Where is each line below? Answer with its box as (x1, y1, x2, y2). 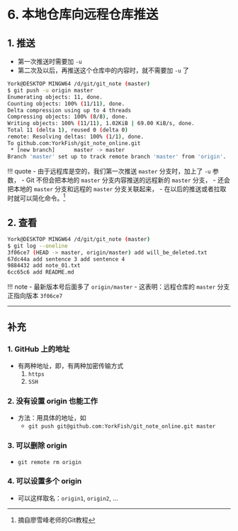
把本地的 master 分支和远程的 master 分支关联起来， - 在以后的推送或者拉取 (7, 184, 227, 193)
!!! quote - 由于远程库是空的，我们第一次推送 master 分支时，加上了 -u (7, 166, 211, 175)
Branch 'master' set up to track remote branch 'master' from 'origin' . (7, 153, 227, 160)
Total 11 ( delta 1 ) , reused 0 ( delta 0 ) (7, 127, 129, 134)
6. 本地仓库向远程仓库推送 (7, 6, 159, 23)
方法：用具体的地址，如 (17, 414, 86, 422)
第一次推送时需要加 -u (17, 58, 83, 65)
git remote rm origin (17, 458, 81, 466)
